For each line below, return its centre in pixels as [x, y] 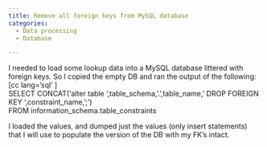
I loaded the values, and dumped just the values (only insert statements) [128, 126]
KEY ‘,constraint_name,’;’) [50, 102]
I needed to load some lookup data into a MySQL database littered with [126, 68]
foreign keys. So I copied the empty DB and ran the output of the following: [132, 76]
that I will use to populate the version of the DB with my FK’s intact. [119, 135]
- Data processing [47, 31]
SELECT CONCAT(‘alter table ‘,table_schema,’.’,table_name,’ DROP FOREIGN [133, 94]
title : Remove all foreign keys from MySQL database [99, 16]
